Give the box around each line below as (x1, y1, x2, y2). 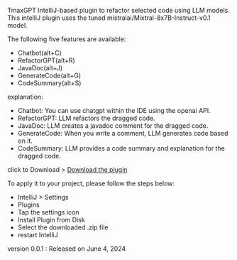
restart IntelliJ (17, 231, 58, 239)
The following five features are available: (7, 35, 126, 43)
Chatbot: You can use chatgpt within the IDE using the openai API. (17, 107, 211, 114)
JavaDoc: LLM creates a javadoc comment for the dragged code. (17, 121, 209, 130)
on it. (17, 136, 33, 145)
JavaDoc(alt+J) (17, 64, 63, 72)
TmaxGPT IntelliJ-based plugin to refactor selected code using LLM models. (7, 6, 231, 14)
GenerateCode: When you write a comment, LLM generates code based (17, 129, 228, 137)
